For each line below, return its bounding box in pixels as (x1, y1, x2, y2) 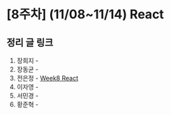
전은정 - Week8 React (16, 74, 78, 82)
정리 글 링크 (6, 36, 54, 48)
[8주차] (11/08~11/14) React (6, 6, 165, 22)
